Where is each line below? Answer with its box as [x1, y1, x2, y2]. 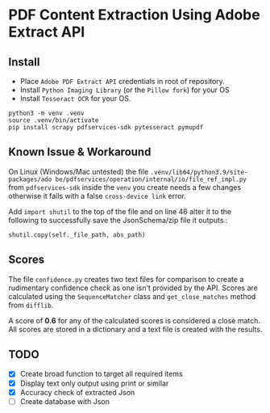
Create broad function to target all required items [19, 369, 183, 379]
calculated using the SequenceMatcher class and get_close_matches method [8, 291, 256, 301]
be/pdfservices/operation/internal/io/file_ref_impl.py [55, 175, 247, 183]
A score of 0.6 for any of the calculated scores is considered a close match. [8, 315, 260, 325]
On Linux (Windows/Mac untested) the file [8, 166, 149, 176]
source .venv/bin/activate [8, 116, 99, 124]
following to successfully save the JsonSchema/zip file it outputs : [8, 215, 228, 225]
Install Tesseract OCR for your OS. [19, 94, 131, 103]
